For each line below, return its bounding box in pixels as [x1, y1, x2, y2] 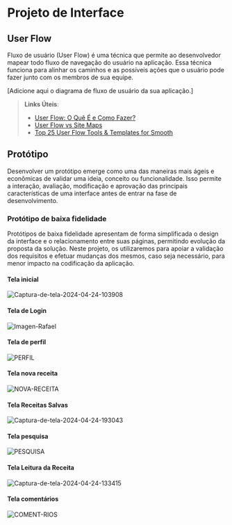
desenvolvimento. [7, 196, 58, 204]
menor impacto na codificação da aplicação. [7, 259, 135, 268]
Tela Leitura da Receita [7, 463, 74, 471]
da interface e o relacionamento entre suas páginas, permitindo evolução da [7, 237, 226, 245]
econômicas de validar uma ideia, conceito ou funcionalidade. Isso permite [7, 174, 222, 182]
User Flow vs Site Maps [34, 121, 103, 129]
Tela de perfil [7, 338, 47, 346]
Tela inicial [7, 275, 40, 283]
